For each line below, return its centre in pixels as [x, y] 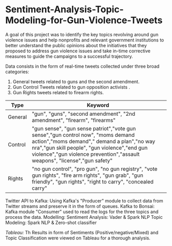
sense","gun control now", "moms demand [83, 135]
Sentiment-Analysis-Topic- [64, 9]
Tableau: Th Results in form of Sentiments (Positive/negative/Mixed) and [82, 232]
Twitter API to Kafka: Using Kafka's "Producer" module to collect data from [84, 200]
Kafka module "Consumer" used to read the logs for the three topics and [82, 212]
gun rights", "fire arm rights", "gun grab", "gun [87, 175]
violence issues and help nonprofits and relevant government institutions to [85, 40]
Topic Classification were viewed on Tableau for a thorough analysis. [78, 238]
